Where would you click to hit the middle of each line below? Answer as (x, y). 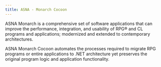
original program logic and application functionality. (57, 59)
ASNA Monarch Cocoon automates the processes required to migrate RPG (80, 48)
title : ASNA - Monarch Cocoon (36, 10)
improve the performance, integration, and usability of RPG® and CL (74, 29)
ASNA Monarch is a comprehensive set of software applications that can (79, 23)
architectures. (19, 39)
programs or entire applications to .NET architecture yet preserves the (76, 54)
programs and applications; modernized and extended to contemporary (78, 34)
